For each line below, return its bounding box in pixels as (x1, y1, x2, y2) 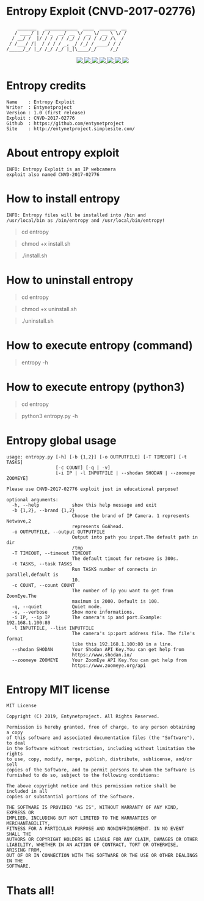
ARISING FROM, (6, 847, 43, 853)
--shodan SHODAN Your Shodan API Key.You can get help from (12, 646, 184, 652)
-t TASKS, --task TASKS (12, 561, 72, 567)
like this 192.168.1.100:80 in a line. (71, 641, 173, 647)
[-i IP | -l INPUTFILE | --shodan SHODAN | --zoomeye (55, 469, 195, 476)
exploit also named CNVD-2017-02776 (6, 171, 100, 178)
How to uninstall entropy (6, 273, 134, 287)
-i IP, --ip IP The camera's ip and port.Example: (12, 614, 163, 620)
